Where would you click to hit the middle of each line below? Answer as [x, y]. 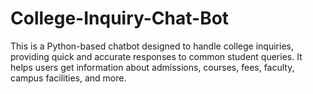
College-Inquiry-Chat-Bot [120, 18]
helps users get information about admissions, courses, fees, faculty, [152, 67]
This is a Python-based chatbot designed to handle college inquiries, [152, 46]
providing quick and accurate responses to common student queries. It [156, 56]
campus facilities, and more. [68, 78]
